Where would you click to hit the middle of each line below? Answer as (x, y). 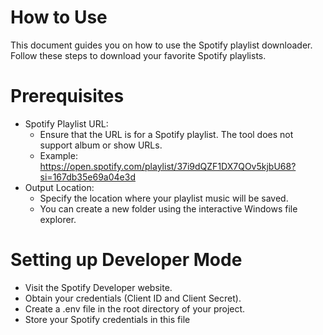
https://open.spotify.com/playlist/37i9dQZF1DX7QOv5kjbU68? (168, 166)
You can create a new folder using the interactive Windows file (168, 208)
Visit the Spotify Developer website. (98, 287)
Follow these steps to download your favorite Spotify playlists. (138, 55)
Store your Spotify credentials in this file (107, 319)
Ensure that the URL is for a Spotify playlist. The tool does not (166, 134)
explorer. (58, 219)
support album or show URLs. (101, 145)
